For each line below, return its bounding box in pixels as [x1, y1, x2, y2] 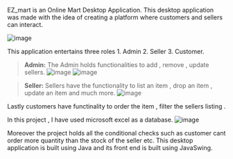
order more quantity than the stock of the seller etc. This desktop [7, 136, 193, 144]
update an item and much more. [24, 89, 116, 97]
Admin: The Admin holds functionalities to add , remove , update [24, 61, 209, 68]
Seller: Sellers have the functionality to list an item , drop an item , [24, 82, 213, 89]
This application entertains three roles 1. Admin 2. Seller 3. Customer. [7, 48, 205, 55]
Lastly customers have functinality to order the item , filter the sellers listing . [7, 102, 226, 110]
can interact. [7, 21, 44, 28]
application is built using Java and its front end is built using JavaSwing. [7, 144, 213, 151]
